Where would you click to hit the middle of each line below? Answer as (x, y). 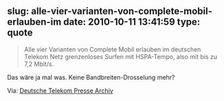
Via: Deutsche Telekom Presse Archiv (60, 90)
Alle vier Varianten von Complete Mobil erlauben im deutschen (112, 49)
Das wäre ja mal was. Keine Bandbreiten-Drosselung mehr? (91, 77)
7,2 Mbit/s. (39, 64)
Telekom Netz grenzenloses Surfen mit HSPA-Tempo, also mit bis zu (121, 56)
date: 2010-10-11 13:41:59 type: (132, 22)
